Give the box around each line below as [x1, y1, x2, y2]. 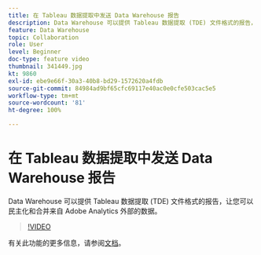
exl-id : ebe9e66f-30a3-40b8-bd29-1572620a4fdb [8, 77, 164, 85]
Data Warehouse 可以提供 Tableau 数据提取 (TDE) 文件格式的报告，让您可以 [8, 196, 254, 206]
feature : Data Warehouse [8, 26, 90, 34]
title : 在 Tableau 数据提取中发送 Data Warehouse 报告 [8, 11, 180, 20]
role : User [8, 41, 44, 49]
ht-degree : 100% [8, 107, 61, 115]
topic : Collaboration [8, 33, 79, 42]
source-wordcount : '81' [8, 99, 86, 107]
